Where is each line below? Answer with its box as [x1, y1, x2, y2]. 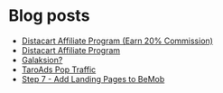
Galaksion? [21, 54, 63, 65]
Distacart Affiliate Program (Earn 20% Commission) [21, 35, 214, 46]
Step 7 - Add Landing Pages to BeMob [21, 73, 165, 84]
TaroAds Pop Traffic [21, 64, 97, 75]
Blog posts [8, 5, 90, 26]
